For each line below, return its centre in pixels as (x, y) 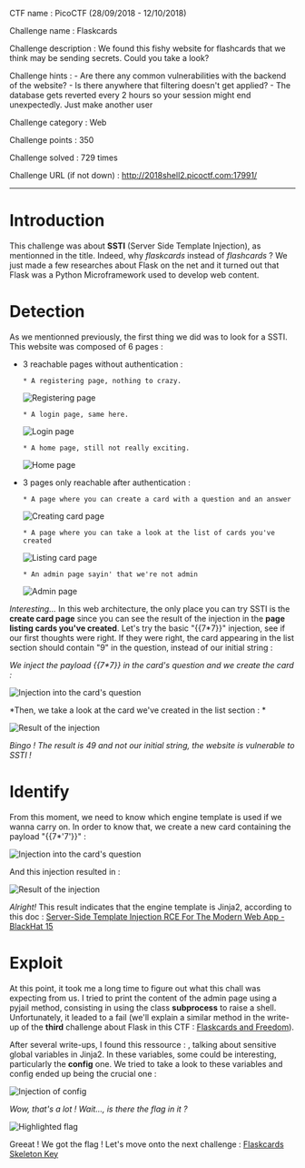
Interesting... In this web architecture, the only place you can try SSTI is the (150, 608)
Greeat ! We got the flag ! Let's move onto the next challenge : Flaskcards (147, 1144)
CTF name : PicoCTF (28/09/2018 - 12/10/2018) (98, 13)
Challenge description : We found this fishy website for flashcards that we (148, 48)
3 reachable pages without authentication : (103, 364)
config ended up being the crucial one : (83, 1073)
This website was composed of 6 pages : (86, 346)
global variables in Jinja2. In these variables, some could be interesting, (143, 1054)
